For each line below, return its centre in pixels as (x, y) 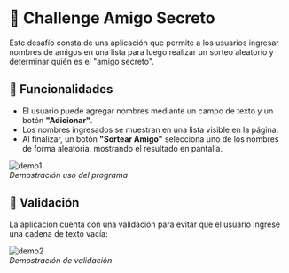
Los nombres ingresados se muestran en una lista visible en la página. (150, 129)
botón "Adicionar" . (57, 120)
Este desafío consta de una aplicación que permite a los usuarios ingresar (144, 43)
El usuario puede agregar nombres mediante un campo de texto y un (148, 111)
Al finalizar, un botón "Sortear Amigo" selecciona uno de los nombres (150, 139)
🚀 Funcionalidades (61, 89)
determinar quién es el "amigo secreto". (82, 61)
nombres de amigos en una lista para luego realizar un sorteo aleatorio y (141, 51)
